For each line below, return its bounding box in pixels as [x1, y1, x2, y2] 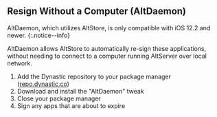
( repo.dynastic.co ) [16, 79, 70, 88]
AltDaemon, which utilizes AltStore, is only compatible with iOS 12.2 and [7, 23, 211, 32]
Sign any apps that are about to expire [16, 101, 126, 109]
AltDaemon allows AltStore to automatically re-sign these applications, [7, 44, 207, 52]
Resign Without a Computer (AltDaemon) [7, 6, 187, 17]
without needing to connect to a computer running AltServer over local [7, 52, 207, 60]
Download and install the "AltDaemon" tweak [16, 87, 144, 95]
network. [7, 58, 33, 67]
